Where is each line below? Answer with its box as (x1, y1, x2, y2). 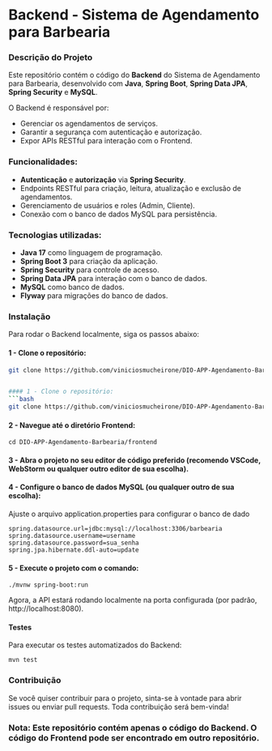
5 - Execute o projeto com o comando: (8, 563, 139, 573)
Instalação (8, 311, 51, 322)
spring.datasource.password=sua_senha (8, 539, 139, 548)
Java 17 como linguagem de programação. (19, 248, 164, 258)
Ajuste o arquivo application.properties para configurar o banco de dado (8, 509, 250, 519)
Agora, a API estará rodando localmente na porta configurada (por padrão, (8, 595, 257, 605)
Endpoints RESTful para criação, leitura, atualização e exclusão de (19, 183, 241, 193)
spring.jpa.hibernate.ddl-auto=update (8, 546, 139, 554)
